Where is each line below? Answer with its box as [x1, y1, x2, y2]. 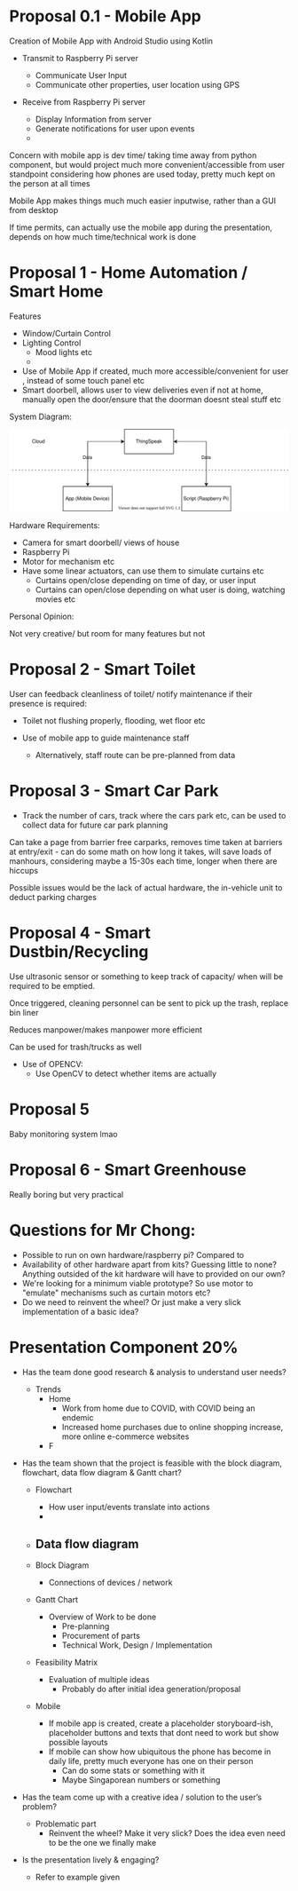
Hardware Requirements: [9, 520, 100, 531]
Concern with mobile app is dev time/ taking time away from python [9, 149, 257, 161]
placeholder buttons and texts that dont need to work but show [48, 1728, 279, 1738]
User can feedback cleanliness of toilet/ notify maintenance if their [9, 688, 253, 699]
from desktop [9, 204, 59, 215]
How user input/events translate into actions [48, 1501, 210, 1512]
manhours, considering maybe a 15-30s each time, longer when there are [9, 855, 278, 866]
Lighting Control [21, 337, 82, 348]
